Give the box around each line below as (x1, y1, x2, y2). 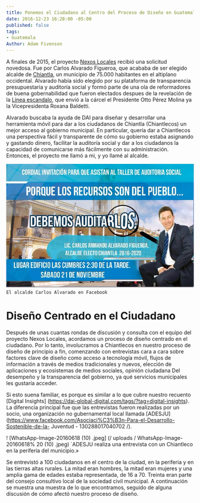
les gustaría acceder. (6, 380, 58, 387)
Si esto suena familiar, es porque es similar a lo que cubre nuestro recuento (6, 391, 192, 399)
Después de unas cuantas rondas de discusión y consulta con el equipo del (6, 329, 192, 336)
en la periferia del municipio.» (6, 447, 79, 454)
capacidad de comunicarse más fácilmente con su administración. (6, 146, 169, 153)
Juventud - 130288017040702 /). (51, 423, 132, 430)
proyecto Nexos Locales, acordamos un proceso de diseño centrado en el (6, 336, 187, 343)
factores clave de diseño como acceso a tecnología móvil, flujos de (6, 355, 171, 362)
